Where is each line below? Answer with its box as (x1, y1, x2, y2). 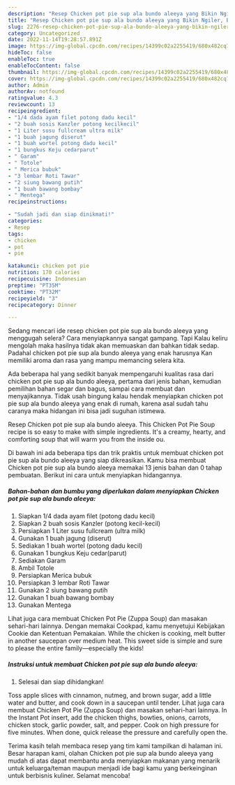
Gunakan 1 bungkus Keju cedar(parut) (17, 549, 128, 558)
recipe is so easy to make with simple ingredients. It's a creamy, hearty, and (8, 428, 226, 436)
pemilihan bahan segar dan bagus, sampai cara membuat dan (8, 384, 185, 393)
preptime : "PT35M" (8, 282, 61, 289)
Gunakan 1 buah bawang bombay (17, 594, 114, 602)
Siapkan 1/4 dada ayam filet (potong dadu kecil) (17, 512, 156, 521)
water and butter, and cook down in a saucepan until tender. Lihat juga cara (8, 698, 225, 707)
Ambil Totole (17, 564, 54, 572)
